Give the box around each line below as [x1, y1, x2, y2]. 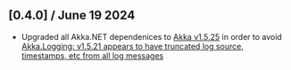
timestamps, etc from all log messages [21, 50, 164, 61]
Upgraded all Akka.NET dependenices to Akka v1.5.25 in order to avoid [21, 31, 282, 42]
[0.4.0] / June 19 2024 [8, 8, 136, 23]
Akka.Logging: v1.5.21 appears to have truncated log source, [21, 41, 245, 51]
